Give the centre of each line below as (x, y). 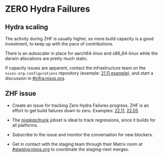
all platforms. (25, 125)
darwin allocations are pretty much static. (47, 59)
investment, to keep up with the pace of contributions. (59, 44)
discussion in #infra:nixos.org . (35, 78)
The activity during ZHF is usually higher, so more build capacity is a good (79, 39)
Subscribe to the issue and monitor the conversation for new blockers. (82, 135)
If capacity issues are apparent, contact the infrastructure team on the (75, 68)
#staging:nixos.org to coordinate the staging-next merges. (71, 149)
